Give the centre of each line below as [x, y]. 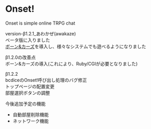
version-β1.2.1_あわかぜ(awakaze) [41, 33]
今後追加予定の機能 [26, 103]
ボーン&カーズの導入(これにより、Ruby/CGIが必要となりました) [71, 63]
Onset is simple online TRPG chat [40, 23]
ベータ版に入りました [28, 40]
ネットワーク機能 [31, 121]
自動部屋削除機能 [31, 114]
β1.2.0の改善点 [21, 57]
